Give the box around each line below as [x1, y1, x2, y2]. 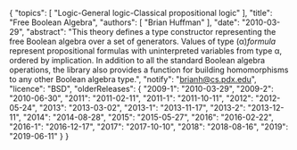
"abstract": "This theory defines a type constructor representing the [26, 27, 276, 37]
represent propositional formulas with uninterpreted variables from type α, [9, 46, 283, 56]
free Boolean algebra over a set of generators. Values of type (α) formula [9, 36, 276, 46]
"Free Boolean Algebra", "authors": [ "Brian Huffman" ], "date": [9, 17, 241, 28]
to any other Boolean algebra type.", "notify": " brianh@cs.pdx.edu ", [9, 74, 257, 84]
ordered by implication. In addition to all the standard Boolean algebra [9, 55, 266, 65]
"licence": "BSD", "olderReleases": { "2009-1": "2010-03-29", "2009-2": [9, 84, 274, 94]
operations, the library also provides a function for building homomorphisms [9, 64, 289, 75]
